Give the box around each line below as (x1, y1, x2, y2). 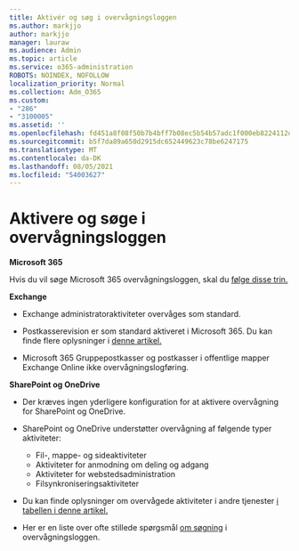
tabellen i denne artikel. (21, 505, 109, 516)
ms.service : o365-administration (9, 63, 133, 72)
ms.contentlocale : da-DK (9, 153, 101, 163)
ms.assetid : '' (9, 121, 66, 130)
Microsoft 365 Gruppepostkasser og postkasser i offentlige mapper (21, 352, 270, 363)
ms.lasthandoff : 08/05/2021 (9, 162, 114, 171)
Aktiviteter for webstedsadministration (35, 469, 176, 480)
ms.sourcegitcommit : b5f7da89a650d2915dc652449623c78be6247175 (9, 137, 249, 146)
